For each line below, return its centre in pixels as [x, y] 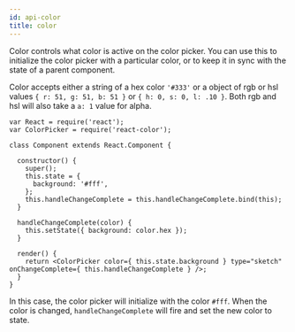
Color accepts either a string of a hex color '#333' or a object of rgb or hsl [144, 87]
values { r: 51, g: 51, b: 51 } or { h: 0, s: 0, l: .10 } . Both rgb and [143, 96]
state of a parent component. [62, 69]
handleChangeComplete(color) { [75, 222]
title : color [33, 26]
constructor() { [47, 160]
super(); [41, 168]
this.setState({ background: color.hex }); [106, 230]
